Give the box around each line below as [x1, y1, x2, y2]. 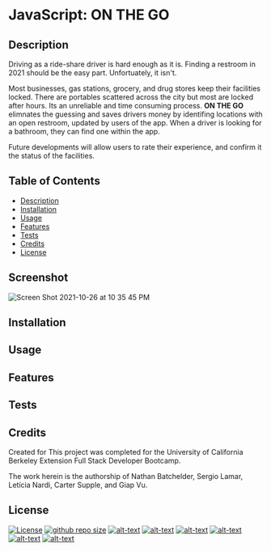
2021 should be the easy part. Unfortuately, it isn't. [8, 68, 177, 78]
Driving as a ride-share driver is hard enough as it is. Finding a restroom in [8, 59, 256, 69]
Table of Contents [8, 174, 101, 188]
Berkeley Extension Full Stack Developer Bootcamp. [8, 456, 181, 465]
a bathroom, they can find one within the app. [8, 127, 160, 136]
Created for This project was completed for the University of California [8, 447, 244, 456]
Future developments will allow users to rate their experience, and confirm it [8, 142, 262, 151]
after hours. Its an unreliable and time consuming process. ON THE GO [8, 101, 244, 110]
